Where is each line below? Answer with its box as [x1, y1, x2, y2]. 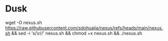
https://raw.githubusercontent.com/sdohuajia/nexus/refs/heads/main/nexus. [5, 24, 163, 30]
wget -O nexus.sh [5, 19, 42, 25]
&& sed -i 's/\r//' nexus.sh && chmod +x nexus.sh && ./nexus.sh [11, 30, 142, 36]
